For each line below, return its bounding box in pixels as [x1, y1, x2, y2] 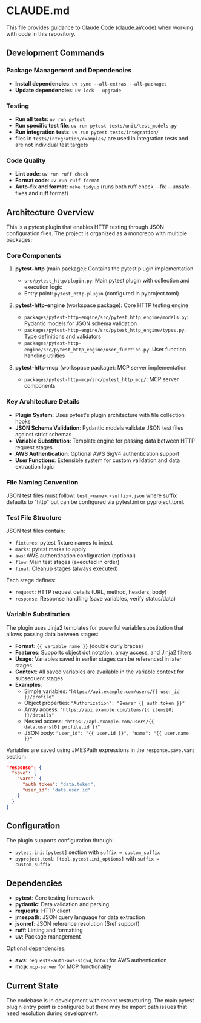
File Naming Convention [6, 478, 79, 486]
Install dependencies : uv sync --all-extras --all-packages [15, 80, 168, 87]
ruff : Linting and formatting [15, 926, 83, 934]
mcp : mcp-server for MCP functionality [15, 963, 112, 970]
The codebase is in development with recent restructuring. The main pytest [6, 996, 194, 1004]
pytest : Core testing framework [15, 894, 94, 901]
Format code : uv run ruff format [15, 177, 100, 184]
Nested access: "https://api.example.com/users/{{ [24, 717, 154, 725]
